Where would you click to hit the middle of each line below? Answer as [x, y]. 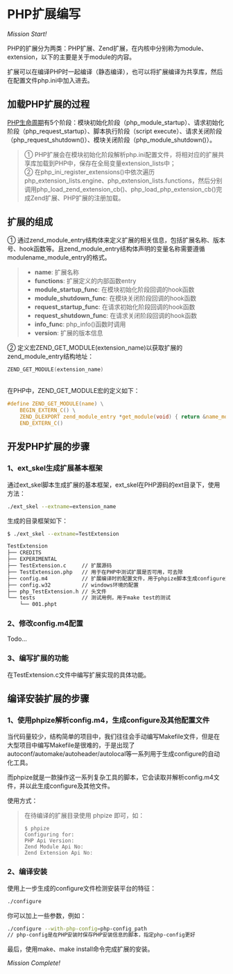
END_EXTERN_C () [42, 423]
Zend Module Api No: [54, 847]
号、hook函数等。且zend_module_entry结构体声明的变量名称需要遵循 [106, 249]
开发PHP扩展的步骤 [49, 447]
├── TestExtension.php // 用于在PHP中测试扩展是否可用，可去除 [95, 572]
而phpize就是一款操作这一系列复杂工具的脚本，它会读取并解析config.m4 [110, 778]
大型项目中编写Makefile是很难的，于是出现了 [71, 745]
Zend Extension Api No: [59, 853]
